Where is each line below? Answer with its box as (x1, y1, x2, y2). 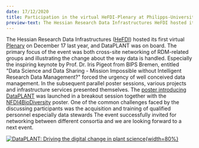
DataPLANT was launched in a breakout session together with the (6, 92, 167, 99)
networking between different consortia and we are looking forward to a (6, 118, 182, 125)
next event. (6, 124, 34, 131)
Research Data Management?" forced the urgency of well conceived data (6, 73, 185, 81)
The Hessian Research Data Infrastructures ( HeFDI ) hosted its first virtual (6, 36, 185, 43)
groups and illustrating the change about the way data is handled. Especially (6, 54, 192, 62)
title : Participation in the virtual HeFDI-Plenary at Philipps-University (6, 14, 197, 20)
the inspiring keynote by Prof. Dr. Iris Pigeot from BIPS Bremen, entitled (6, 61, 179, 68)
